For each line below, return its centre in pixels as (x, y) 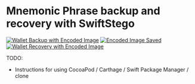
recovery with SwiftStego (71, 24)
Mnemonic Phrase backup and (83, 11)
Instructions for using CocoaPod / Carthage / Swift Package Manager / (102, 69)
